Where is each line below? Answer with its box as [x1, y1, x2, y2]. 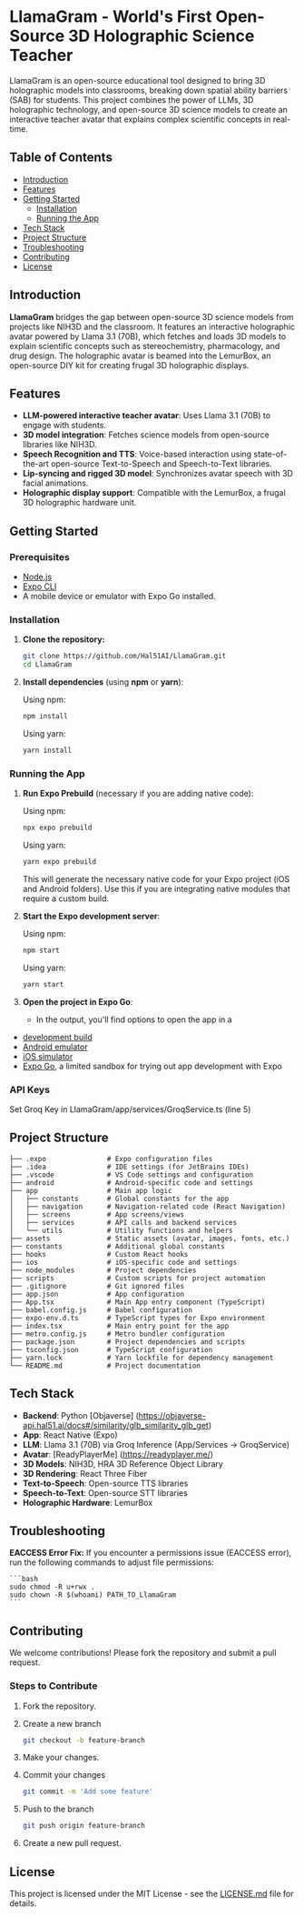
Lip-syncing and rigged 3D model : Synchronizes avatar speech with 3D [22, 468, 293, 479]
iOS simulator [22, 1050, 74, 1061]
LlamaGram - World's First [9, 6, 212, 27]
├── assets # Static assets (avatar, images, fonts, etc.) [9, 1234, 290, 1243]
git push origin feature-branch [22, 1821, 145, 1831]
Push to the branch [22, 1803, 94, 1815]
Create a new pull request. [22, 1838, 122, 1849]
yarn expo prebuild [22, 858, 97, 867]
